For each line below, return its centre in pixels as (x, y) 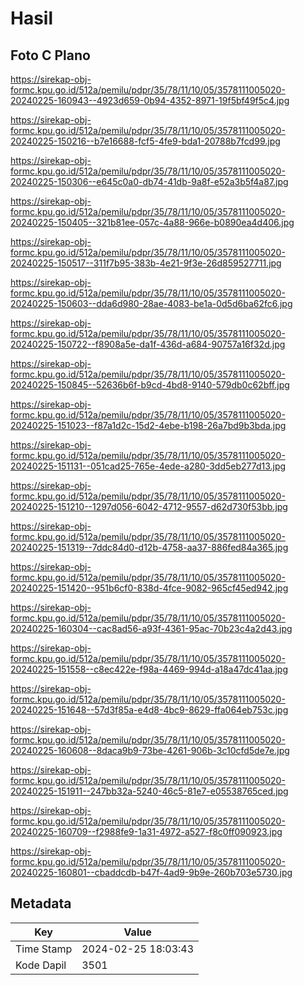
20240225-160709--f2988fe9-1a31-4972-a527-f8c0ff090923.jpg (146, 831)
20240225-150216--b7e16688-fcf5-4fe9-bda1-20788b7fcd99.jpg (145, 141)
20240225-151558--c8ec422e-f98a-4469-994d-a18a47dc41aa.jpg (149, 669)
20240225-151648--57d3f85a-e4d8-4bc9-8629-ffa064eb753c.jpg (149, 710)
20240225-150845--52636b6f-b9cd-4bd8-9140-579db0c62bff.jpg (150, 385)
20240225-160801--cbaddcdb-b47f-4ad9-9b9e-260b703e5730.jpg (151, 872)
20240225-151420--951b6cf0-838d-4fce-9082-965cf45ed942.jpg (149, 588)
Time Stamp (44, 949)
